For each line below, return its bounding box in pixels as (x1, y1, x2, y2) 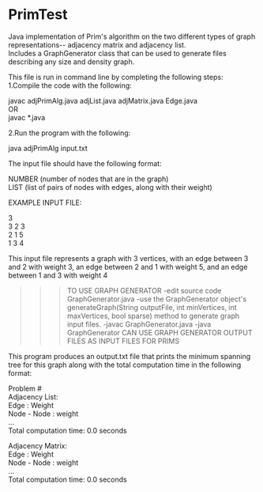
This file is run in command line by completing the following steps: (8, 72, 224, 81)
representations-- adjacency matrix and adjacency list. (8, 40, 186, 49)
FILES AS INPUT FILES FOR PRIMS (66, 336, 180, 346)
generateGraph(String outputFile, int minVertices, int (66, 302, 237, 312)
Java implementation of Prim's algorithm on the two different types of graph (8, 32, 256, 41)
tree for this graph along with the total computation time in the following (8, 360, 242, 369)
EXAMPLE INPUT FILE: (8, 198, 82, 207)
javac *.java (8, 112, 46, 122)
